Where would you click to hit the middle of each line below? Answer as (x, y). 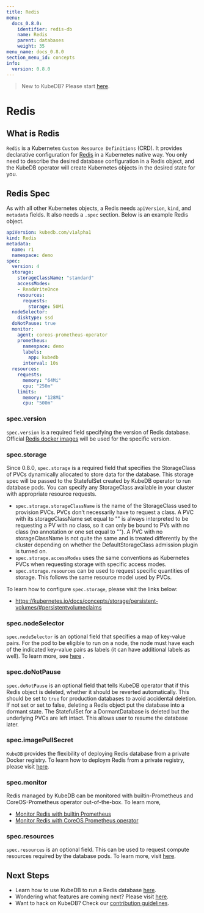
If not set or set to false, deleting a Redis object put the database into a (96, 705)
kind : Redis (21, 238)
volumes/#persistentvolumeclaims (58, 607)
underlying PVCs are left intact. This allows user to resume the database (97, 718)
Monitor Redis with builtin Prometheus (63, 814)
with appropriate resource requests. (51, 494)
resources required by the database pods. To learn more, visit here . (91, 856)
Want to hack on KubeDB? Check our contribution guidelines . (92, 903)
